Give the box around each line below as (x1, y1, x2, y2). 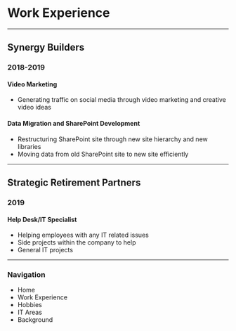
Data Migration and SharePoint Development (7, 119, 140, 128)
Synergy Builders (7, 41, 85, 53)
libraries (17, 142, 41, 150)
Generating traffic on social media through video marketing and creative (17, 96, 226, 104)
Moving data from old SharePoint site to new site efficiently (17, 150, 189, 158)
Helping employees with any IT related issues (17, 231, 149, 240)
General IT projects (17, 246, 74, 254)
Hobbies (17, 301, 42, 309)
